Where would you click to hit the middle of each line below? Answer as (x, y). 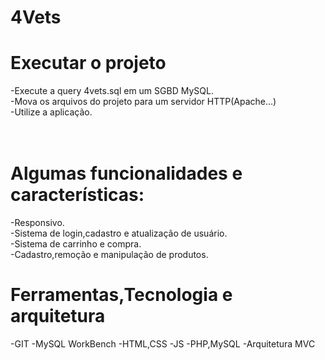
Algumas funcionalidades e (126, 173)
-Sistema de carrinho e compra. (76, 244)
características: (77, 195)
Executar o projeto (88, 63)
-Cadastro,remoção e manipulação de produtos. (109, 255)
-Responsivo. (37, 223)
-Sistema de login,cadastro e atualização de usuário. (119, 233)
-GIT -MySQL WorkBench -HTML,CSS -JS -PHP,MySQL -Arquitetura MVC (163, 344)
